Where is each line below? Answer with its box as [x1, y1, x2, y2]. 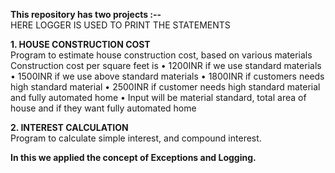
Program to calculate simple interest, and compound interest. [10, 132, 262, 144]
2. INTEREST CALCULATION [10, 122, 129, 133]
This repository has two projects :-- [10, 9, 162, 20]
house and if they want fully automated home [10, 102, 197, 114]
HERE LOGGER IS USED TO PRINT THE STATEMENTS [10, 19, 231, 31]
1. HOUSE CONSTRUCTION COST [10, 39, 151, 50]
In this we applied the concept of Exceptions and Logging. [10, 152, 257, 163]
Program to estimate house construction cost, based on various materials [10, 49, 313, 61]
